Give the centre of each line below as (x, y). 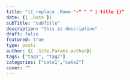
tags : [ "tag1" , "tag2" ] (36, 57)
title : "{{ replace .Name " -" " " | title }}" (65, 12)
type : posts (21, 46)
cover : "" (19, 68)
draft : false (22, 34)
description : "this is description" (52, 29)
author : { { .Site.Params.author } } (49, 51)
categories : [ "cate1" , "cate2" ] (45, 62)
